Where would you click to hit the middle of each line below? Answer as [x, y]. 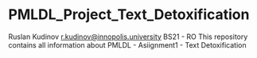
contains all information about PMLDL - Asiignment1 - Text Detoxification [127, 44]
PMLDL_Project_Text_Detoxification [129, 15]
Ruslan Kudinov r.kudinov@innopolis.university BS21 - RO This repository [128, 37]
